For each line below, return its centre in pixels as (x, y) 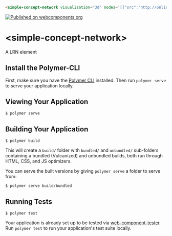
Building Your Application (47, 129)
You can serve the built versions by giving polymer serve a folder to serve (83, 171)
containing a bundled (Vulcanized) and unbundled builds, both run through (84, 156)
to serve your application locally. (40, 86)
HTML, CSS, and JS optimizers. (38, 161)
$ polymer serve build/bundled (39, 186)
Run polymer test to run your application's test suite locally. (68, 228)
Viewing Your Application (47, 102)
